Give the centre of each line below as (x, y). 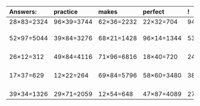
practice (65, 12)
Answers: (23, 12)
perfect (154, 12)
